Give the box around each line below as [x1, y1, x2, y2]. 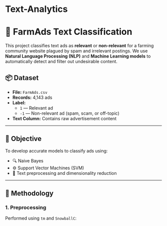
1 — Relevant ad [19, 105, 53, 111]
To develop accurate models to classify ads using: [5, 148, 108, 153]
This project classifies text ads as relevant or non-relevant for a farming [5, 43, 154, 49]
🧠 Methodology [5, 189, 54, 198]
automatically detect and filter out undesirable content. [5, 59, 118, 65]
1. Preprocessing [5, 204, 46, 211]
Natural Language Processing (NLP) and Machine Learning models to [5, 53, 151, 59]
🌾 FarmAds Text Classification [5, 26, 133, 38]
